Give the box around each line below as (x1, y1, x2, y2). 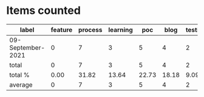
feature (50, 25, 73, 34)
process (78, 25, 103, 34)
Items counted (6, 4, 81, 18)
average (9, 80, 33, 89)
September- (9, 43, 46, 52)
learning (108, 25, 134, 34)
